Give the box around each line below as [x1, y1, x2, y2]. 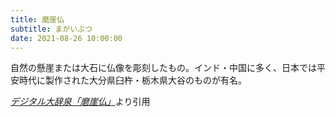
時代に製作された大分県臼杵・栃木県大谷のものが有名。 [18, 74, 247, 86]
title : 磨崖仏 [10, 14, 65, 25]
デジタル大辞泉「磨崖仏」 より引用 [10, 96, 151, 108]
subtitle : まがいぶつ [10, 24, 93, 34]
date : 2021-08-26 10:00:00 [10, 33, 123, 43]
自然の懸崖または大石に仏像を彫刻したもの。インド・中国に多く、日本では [10, 62, 317, 74]
